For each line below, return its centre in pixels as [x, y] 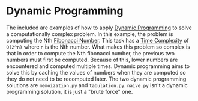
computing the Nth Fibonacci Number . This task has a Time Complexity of [97, 40]
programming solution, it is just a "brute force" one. [70, 91]
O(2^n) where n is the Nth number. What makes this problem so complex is [98, 47]
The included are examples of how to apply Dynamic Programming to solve [99, 28]
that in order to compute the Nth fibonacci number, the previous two [91, 53]
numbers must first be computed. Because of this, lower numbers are [92, 60]
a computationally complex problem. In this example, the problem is [90, 34]
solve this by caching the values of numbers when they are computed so [96, 72]
